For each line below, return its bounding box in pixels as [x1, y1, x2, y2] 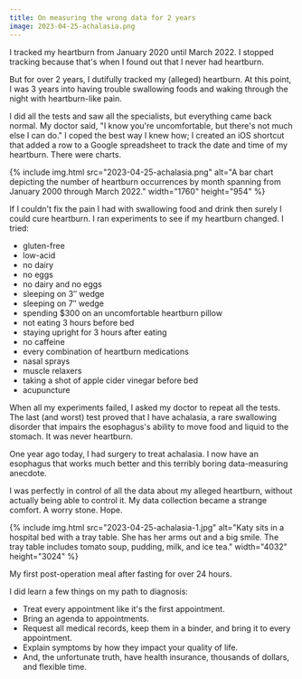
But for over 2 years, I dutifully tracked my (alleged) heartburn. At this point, [9, 73, 292, 84]
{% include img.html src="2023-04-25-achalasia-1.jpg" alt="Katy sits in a [9, 521, 285, 532]
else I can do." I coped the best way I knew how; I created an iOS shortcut [9, 129, 285, 140]
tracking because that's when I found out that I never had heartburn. [9, 56, 264, 67]
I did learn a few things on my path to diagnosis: [9, 586, 188, 597]
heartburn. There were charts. [9, 148, 122, 159]
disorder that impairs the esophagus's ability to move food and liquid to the [9, 421, 289, 432]
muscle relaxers [22, 365, 82, 376]
